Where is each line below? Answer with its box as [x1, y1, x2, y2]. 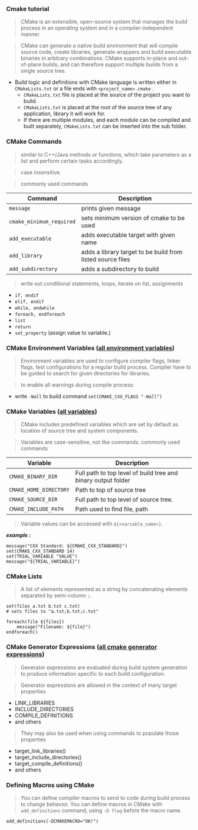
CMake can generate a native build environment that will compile [20, 42, 179, 49]
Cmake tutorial [6, 5, 49, 13]
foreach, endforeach [14, 311, 65, 317]
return [14, 324, 31, 330]
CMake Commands [6, 138, 62, 146]
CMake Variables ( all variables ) [6, 407, 97, 416]
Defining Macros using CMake [6, 781, 95, 789]
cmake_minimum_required [9, 218, 76, 225]
